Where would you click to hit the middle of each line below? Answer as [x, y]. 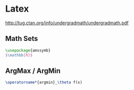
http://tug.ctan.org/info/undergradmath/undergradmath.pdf [67, 23]
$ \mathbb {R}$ [19, 55]
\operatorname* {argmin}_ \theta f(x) [44, 82]
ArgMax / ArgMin [33, 71]
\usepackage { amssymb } [28, 50]
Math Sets [22, 39]
